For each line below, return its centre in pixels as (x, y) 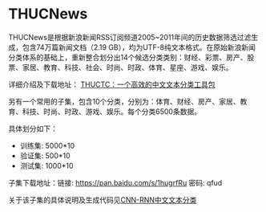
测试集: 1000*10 (46, 165)
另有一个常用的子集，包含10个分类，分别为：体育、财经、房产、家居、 (124, 101)
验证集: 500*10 (45, 155)
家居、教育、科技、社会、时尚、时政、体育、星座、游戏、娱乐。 (127, 67)
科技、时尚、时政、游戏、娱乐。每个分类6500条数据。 (112, 111)
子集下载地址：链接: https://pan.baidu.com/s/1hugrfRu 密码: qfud (115, 182)
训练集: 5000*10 (47, 145)
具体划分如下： (33, 128)
